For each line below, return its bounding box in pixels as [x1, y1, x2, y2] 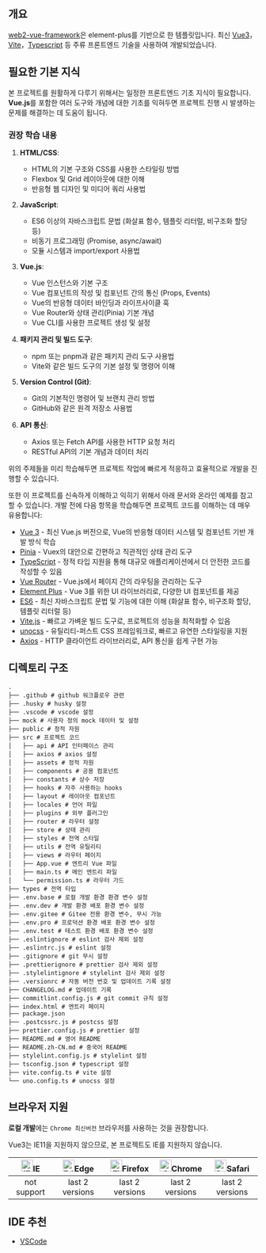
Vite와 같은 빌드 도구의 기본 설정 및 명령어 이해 [31, 361, 176, 371]
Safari [226, 1163, 250, 1174]
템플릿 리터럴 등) [19, 606, 71, 615]
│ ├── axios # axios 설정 [8, 750, 97, 758]
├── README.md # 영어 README [8, 1034, 101, 1043]
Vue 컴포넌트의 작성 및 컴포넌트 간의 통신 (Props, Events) [31, 288, 211, 297]
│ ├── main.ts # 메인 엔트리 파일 [8, 868, 117, 876]
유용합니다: [8, 510, 43, 520]
